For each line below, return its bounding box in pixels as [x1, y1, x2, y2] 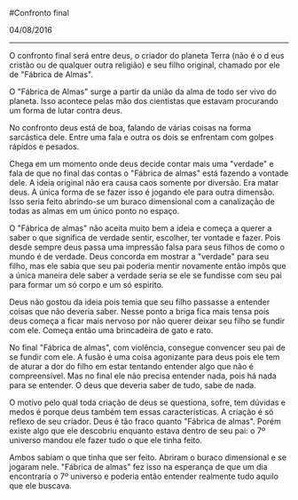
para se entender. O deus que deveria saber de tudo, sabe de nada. [9, 380, 257, 390]
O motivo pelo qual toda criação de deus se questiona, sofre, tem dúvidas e [9, 397, 286, 408]
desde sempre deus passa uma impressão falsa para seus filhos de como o [9, 242, 286, 252]
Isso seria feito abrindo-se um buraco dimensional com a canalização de [9, 196, 275, 207]
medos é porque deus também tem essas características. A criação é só [9, 407, 274, 417]
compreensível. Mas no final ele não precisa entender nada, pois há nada [9, 370, 277, 381]
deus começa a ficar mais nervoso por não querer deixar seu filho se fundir [9, 315, 286, 326]
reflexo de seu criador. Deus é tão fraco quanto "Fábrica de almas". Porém [9, 417, 282, 426]
